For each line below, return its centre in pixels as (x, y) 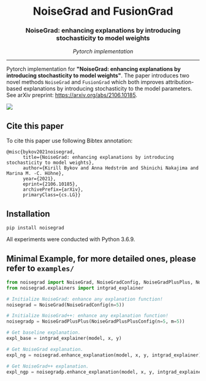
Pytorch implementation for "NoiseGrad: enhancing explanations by (93, 69)
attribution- (180, 82)
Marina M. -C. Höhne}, (35, 174)
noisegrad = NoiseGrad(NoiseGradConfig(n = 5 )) (65, 305)
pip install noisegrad (35, 228)
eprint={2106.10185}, (50, 184)
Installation (28, 214)
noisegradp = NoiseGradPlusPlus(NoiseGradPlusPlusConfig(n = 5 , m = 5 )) (96, 321)
